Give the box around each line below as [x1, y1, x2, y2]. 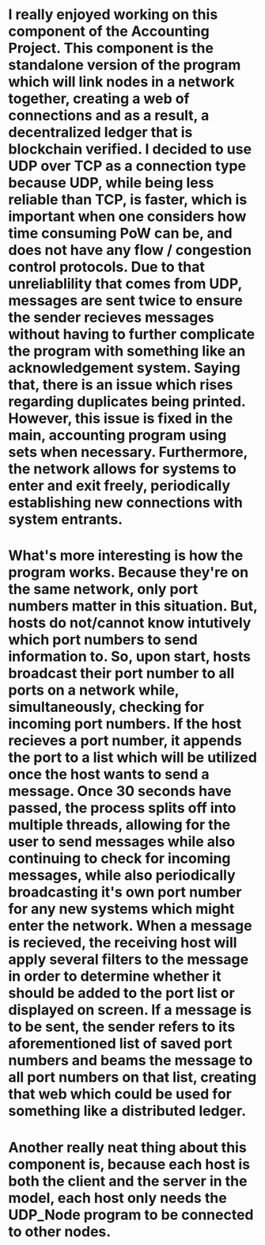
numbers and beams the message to [8, 1052, 253, 1070]
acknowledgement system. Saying [8, 359, 241, 377]
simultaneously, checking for [8, 699, 204, 716]
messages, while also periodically [8, 866, 236, 885]
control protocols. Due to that [8, 258, 206, 276]
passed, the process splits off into [8, 799, 237, 817]
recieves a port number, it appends [8, 732, 243, 750]
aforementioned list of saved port [8, 1035, 233, 1053]
